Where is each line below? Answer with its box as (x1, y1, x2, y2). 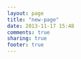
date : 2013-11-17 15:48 (7, 22, 75, 29)
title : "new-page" (7, 16, 59, 23)
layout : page (7, 9, 44, 17)
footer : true (7, 41, 44, 48)
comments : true (7, 28, 50, 36)
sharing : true (7, 35, 48, 42)
